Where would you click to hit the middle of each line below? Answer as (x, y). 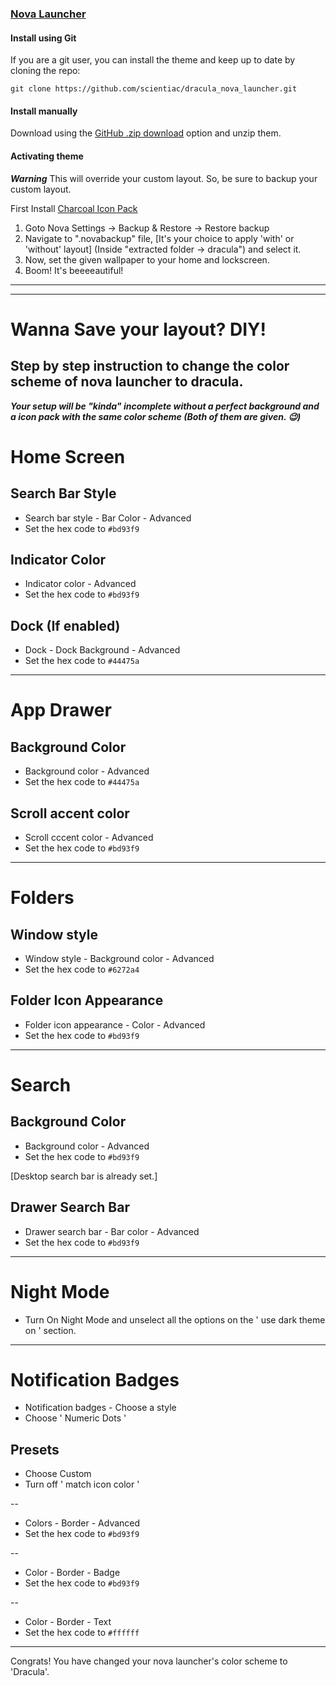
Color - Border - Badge (72, 1573)
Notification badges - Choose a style (100, 1408)
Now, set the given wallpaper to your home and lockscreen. (147, 259)
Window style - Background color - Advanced (119, 958)
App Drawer (61, 710)
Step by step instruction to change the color (150, 366)
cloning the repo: (45, 71)
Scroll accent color (70, 813)
